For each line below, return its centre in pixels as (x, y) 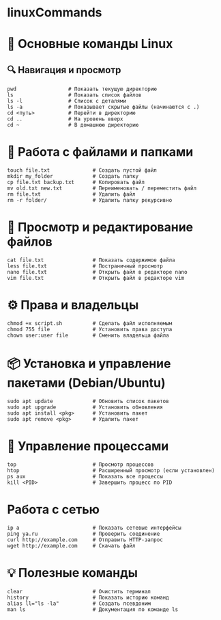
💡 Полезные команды (73, 573)
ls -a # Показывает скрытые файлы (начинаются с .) (103, 107)
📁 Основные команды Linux (90, 44)
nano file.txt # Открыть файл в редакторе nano (97, 272)
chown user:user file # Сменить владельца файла (88, 335)
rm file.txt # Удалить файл (71, 194)
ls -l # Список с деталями (67, 101)
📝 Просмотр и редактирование (100, 228)
